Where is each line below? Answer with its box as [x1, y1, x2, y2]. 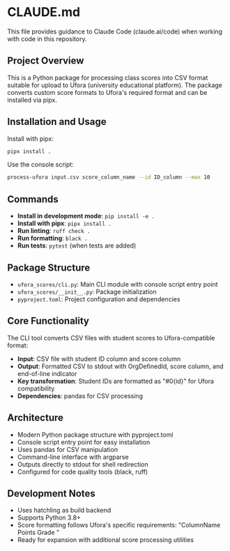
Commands [7, 193, 59, 205]
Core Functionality [7, 315, 89, 327]
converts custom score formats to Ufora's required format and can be [7, 88, 208, 96]
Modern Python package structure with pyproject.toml [17, 430, 174, 439]
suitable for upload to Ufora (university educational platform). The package [7, 81, 223, 89]
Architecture [7, 412, 64, 424]
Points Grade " [17, 528, 60, 537]
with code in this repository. [7, 34, 87, 43]
